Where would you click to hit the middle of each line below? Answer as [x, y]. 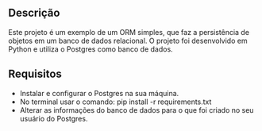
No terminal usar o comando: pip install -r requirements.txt [116, 102]
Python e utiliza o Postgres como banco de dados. [91, 49]
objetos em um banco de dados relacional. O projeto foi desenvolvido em [128, 40]
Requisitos [35, 74]
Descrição [34, 13]
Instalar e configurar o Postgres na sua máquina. [99, 93]
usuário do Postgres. [54, 118]
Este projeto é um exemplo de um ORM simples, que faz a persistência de [129, 32]
